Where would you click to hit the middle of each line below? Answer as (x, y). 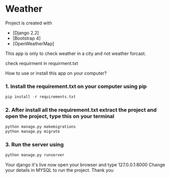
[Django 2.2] (26, 33)
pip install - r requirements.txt (41, 97)
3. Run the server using (35, 144)
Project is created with (29, 23)
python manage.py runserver (35, 155)
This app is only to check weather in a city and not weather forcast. (76, 53)
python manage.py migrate (32, 132)
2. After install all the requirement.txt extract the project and (81, 110)
